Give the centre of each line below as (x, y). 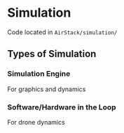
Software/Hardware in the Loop (62, 107)
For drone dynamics (36, 122)
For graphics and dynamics (47, 89)
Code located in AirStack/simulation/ (62, 32)
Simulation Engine (39, 74)
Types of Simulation (52, 54)
